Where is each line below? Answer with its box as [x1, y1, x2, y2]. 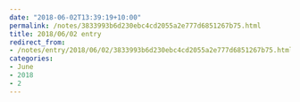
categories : [9, 54, 54, 63]
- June [9, 63, 34, 72]
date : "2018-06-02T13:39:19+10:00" [9, 12, 142, 22]
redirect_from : [9, 37, 66, 47]
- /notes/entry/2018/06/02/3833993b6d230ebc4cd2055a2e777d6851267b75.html [9, 46, 294, 55]
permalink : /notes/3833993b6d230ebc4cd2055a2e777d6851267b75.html [9, 21, 262, 30]
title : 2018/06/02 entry [9, 29, 102, 38]
